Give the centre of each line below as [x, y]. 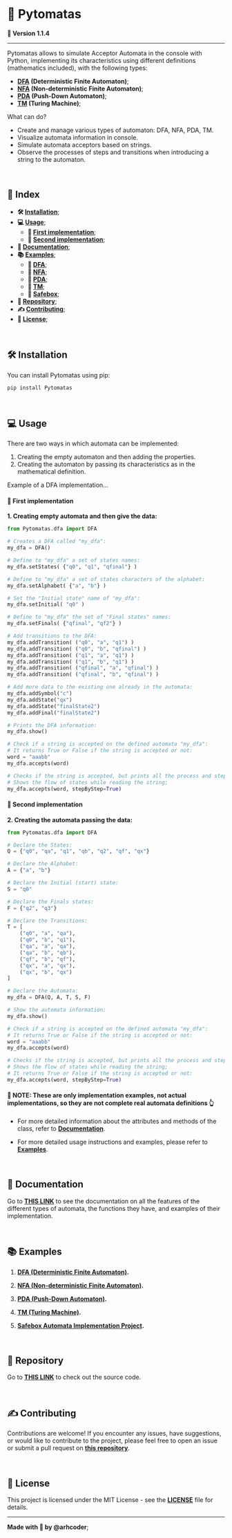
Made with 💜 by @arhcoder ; [48, 1527]
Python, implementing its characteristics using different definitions [101, 60]
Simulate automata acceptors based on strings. [84, 145]
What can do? [27, 116]
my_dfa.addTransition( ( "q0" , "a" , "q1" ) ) [71, 642]
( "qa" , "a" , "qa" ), [48, 947]
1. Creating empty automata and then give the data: [82, 516]
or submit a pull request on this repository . [68, 1448]
